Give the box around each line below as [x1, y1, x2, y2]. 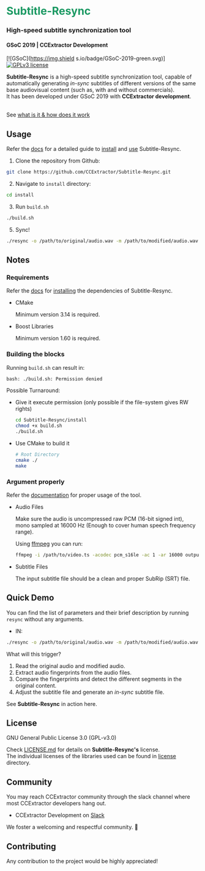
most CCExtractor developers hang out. [6, 800, 106, 807]
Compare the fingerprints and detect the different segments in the [15, 675, 182, 683]
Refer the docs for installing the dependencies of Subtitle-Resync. [6, 287, 173, 294]
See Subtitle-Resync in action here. [6, 700, 97, 707]
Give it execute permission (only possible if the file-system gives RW [15, 399, 188, 406]
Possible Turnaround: [6, 387, 60, 394]
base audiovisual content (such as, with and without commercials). [6, 86, 175, 94]
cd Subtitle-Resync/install [15, 417, 87, 423]
